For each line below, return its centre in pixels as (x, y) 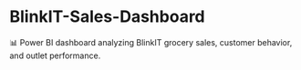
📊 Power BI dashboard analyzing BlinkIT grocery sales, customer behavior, (151, 42)
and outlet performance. (55, 55)
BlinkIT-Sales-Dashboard (107, 17)
